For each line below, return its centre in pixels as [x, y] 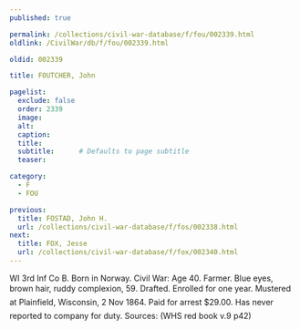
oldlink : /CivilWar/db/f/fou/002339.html [89, 43]
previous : [28, 210]
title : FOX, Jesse [53, 244]
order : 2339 [41, 109]
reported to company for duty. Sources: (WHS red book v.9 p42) [131, 315]
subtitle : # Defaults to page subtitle [103, 151]
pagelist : [28, 92]
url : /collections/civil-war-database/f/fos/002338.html [128, 227]
